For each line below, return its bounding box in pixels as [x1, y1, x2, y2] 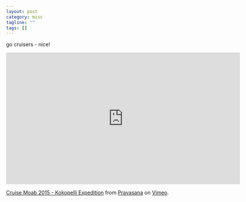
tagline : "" [6, 19, 35, 25]
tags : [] [6, 25, 27, 31]
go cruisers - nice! [6, 41, 51, 48]
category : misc [6, 14, 43, 20]
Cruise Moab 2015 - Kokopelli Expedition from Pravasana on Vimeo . [6, 189, 169, 196]
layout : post [6, 8, 38, 15]
